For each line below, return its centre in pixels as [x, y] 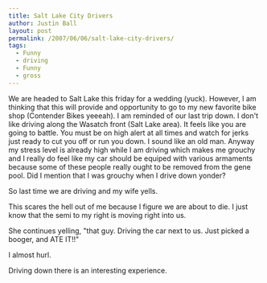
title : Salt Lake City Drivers [61, 16]
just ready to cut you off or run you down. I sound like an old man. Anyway [131, 141]
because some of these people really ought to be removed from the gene [130, 166]
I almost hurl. [30, 255]
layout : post [30, 31]
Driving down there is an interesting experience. [88, 270]
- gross [29, 76]
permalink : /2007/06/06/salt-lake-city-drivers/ [91, 38]
